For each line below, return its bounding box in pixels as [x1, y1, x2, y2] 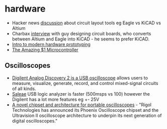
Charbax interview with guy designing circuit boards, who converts [12, 30, 151, 36]
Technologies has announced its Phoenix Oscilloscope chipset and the [12, 107, 159, 113]
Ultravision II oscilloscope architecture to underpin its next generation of [12, 112, 162, 118]
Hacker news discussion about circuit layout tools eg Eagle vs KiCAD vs [12, 20, 161, 26]
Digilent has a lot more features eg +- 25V [12, 96, 100, 102]
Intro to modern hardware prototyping [12, 41, 91, 47]
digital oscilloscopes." [12, 117, 58, 124]
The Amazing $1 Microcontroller [12, 47, 78, 53]
